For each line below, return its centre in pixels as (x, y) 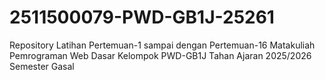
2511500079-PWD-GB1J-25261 (142, 17)
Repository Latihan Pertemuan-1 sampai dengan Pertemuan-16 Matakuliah (162, 45)
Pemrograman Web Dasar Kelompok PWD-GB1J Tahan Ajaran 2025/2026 (160, 55)
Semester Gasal (42, 66)
